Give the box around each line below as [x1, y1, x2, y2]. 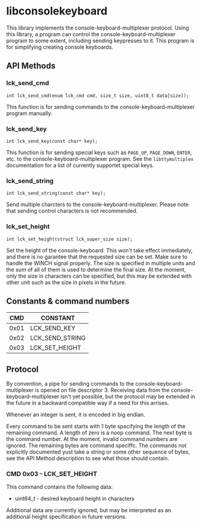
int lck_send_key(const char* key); [6, 138, 98, 144]
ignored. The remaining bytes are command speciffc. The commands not [6, 442, 187, 449]
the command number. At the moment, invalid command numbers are [6, 436, 178, 443]
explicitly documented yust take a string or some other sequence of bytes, [6, 448, 190, 456]
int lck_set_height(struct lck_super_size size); [6, 236, 133, 242]
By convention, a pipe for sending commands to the [6, 380, 134, 387]
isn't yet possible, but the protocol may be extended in [60, 393, 195, 400]
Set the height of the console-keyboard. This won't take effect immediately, [6, 246, 193, 254]
